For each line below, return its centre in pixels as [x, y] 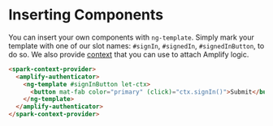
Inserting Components [86, 15]
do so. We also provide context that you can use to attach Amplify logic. [129, 54]
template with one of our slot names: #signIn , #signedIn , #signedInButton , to [136, 45]
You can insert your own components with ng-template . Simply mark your [131, 37]
